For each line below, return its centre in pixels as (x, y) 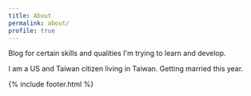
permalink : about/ (39, 23)
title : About (30, 16)
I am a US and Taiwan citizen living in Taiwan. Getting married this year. (126, 69)
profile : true (32, 30)
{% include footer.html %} (51, 84)
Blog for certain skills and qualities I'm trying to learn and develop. (117, 54)
